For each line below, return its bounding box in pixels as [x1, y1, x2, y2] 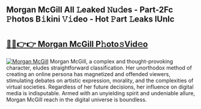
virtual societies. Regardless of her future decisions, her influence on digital [6, 83, 194, 90]
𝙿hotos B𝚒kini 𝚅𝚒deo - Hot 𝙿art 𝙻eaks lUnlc [6, 14, 175, 25]
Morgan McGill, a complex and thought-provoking [49, 58, 173, 65]
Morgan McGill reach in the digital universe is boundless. [6, 96, 147, 103]
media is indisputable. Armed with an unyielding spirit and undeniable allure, [6, 90, 196, 96]
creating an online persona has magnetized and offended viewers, [6, 71, 170, 77]
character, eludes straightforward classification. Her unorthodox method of [6, 64, 193, 71]
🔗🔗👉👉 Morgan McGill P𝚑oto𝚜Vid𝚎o [6, 39, 149, 49]
